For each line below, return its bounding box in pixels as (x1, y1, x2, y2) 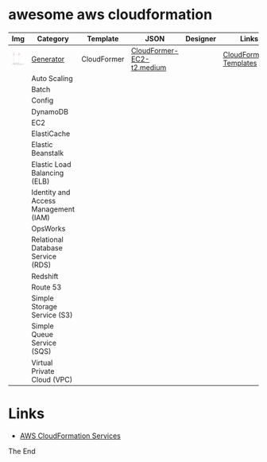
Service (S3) (31, 310, 73, 320)
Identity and (31, 187, 71, 196)
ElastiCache (31, 129, 71, 138)
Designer (185, 34, 217, 44)
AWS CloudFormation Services (19, 431, 121, 441)
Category (37, 34, 69, 44)
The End (8, 447, 36, 456)
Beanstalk (31, 149, 64, 158)
